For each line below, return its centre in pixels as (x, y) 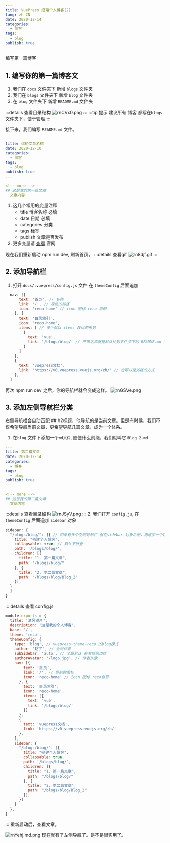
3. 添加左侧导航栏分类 (39, 407)
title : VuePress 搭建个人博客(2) (38, 10)
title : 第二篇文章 (23, 452)
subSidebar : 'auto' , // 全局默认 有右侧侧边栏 (60, 653)
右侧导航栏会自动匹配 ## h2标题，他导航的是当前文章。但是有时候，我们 (81, 420)
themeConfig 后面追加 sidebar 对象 (41, 520)
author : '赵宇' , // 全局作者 (43, 649)
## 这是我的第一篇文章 (26, 191)
